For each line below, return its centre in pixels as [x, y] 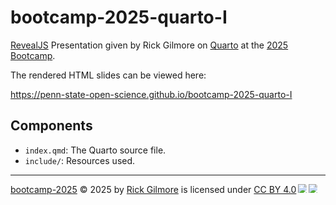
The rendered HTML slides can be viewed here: [108, 75]
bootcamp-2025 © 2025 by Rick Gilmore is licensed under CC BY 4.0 [153, 189]
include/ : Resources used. [80, 160]
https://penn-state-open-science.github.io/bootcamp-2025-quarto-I [151, 94]
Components [51, 126]
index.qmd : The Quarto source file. [95, 150]
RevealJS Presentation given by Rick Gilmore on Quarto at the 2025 [149, 45]
